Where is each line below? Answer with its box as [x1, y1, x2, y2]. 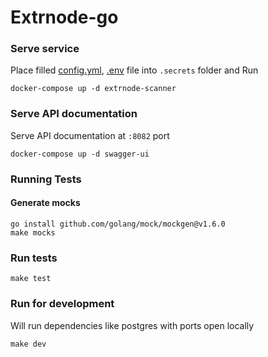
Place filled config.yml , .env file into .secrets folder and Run [10, 64, 259, 76]
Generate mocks [10, 197, 81, 209]
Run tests [10, 251, 58, 265]
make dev [10, 339, 47, 349]
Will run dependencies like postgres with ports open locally [10, 319, 255, 331]
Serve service [10, 42, 80, 56]
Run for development [10, 297, 115, 311]
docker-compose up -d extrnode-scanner [10, 84, 177, 94]
